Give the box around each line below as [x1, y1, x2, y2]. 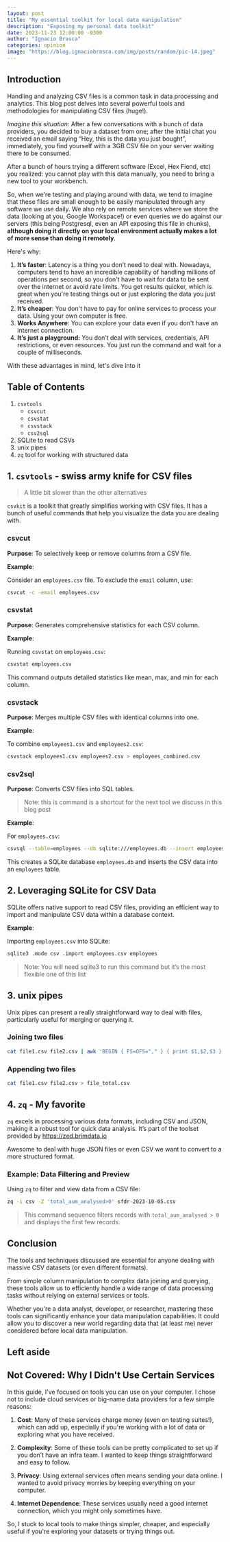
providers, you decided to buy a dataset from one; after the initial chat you [7, 127, 217, 135]
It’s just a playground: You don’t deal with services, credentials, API [16, 334, 209, 342]
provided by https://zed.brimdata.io [7, 1132, 107, 1140]
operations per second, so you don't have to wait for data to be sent [16, 275, 209, 283]
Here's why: [7, 247, 41, 255]
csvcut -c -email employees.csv [7, 589, 99, 596]
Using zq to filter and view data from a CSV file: [7, 1184, 140, 1193]
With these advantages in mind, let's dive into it [7, 361, 141, 369]
